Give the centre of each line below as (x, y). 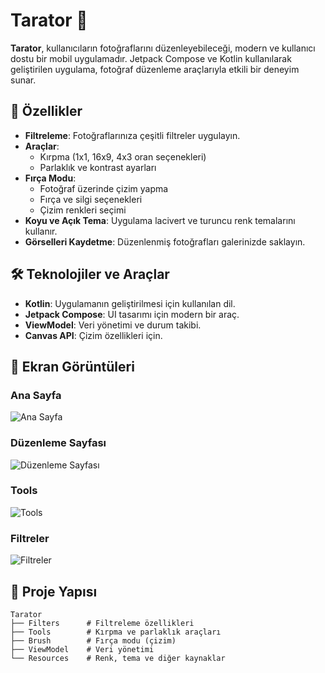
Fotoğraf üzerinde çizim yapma (104, 188)
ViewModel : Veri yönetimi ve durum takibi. (113, 325)
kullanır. (41, 231)
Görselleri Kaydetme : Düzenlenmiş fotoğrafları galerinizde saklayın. (165, 241)
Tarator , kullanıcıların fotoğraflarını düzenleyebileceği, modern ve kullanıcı (163, 48)
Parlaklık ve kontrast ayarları (98, 167)
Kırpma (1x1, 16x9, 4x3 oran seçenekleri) (123, 156)
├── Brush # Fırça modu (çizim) (93, 640)
